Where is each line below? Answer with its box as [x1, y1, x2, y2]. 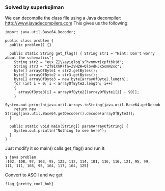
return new [14, 107, 36, 112]
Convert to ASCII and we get [5, 172, 63, 178]
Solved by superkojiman [5, 4, 64, 11]
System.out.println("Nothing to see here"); [14, 128, 107, 133]
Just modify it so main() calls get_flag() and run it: [5, 145, 106, 151]
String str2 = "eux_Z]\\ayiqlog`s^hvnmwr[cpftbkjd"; [14, 60, 124, 65]
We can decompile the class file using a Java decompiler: [5, 15, 122, 21]
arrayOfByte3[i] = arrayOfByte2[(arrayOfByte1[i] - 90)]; [18, 90, 139, 95]
